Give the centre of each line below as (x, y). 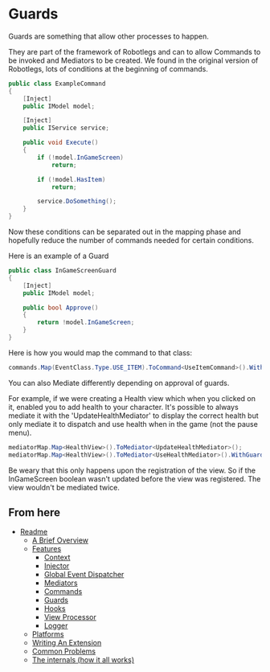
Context (57, 557)
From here (35, 512)
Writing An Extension (67, 643)
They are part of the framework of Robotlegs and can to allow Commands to (135, 51)
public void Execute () (61, 143)
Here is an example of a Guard (59, 256)
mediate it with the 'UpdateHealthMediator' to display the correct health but (133, 416)
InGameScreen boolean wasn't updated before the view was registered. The (135, 478)
